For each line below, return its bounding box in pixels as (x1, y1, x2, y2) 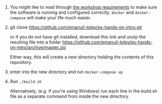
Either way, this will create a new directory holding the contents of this (9, 54, 154, 60)
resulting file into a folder (9, 39, 61, 45)
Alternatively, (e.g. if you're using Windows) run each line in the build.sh (9, 88, 158, 94)
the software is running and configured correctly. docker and (9, 9, 134, 15)
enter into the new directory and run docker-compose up (9, 69, 123, 75)
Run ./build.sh (9, 79, 42, 84)
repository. (9, 59, 32, 65)
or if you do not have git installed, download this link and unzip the (9, 34, 146, 40)
